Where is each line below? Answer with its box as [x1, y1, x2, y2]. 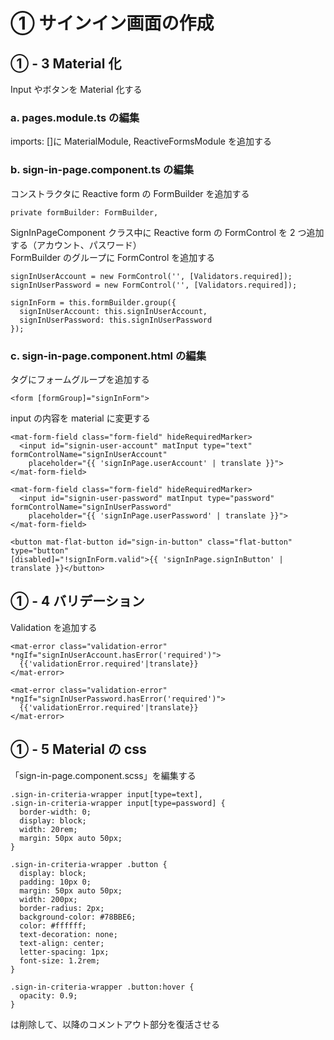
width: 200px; [19, 894, 78, 904]
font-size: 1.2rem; [19, 955, 101, 966]
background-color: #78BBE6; [19, 912, 137, 922]
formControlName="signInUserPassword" [10, 502, 172, 512]
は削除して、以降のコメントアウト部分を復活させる [10, 1018, 220, 1030]
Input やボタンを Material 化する [10, 84, 143, 95]
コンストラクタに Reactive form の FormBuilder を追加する [10, 187, 250, 199]
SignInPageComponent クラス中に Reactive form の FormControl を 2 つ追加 [10, 226, 325, 238]
